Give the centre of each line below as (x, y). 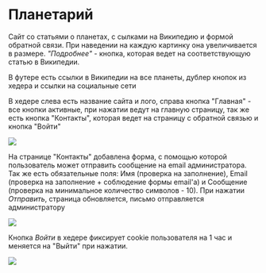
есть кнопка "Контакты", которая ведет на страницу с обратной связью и (133, 117)
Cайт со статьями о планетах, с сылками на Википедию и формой (121, 37)
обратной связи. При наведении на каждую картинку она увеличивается (133, 44)
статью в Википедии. (44, 62)
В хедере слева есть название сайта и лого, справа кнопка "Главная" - (130, 101)
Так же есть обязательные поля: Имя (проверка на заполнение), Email (128, 173)
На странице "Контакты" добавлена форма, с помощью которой (118, 156)
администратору (37, 207)
